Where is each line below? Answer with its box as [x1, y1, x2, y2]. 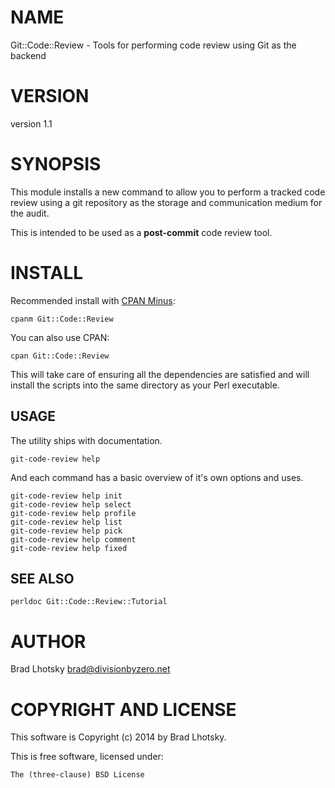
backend [10, 49, 47, 61]
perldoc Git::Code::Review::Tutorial [10, 597, 168, 607]
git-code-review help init [10, 491, 123, 501]
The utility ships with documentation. [10, 434, 163, 446]
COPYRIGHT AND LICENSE [10, 698, 237, 721]
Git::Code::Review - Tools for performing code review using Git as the [10, 39, 297, 51]
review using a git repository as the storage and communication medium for [10, 196, 323, 208]
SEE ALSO [10, 570, 75, 587]
